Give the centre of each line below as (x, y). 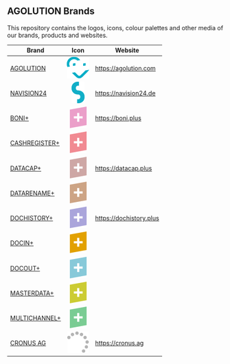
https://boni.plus (118, 118)
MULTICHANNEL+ (36, 318)
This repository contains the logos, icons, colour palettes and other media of (115, 27)
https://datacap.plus (124, 168)
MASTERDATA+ (32, 293)
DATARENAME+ (32, 193)
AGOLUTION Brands (51, 11)
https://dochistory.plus (127, 218)
